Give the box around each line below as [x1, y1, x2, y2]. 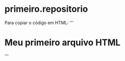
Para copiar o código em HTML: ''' [4, 20, 74, 26]
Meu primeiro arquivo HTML [4, 37, 121, 48]
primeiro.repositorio [4, 3, 88, 15]
